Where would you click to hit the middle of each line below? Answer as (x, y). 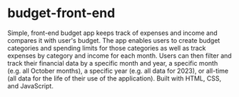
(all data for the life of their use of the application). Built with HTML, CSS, (115, 78)
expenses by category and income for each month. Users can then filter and (119, 56)
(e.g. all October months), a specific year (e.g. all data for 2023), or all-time (118, 71)
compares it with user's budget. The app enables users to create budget (114, 40)
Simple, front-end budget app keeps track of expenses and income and (112, 33)
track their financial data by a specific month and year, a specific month (113, 63)
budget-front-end (61, 13)
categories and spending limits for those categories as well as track (107, 48)
